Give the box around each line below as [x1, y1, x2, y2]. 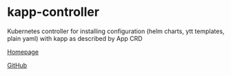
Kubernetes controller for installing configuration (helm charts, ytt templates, [7, 27, 225, 35]
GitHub [7, 61, 28, 69]
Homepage [7, 48, 39, 56]
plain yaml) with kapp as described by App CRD [7, 34, 143, 42]
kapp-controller [7, 4, 100, 20]
